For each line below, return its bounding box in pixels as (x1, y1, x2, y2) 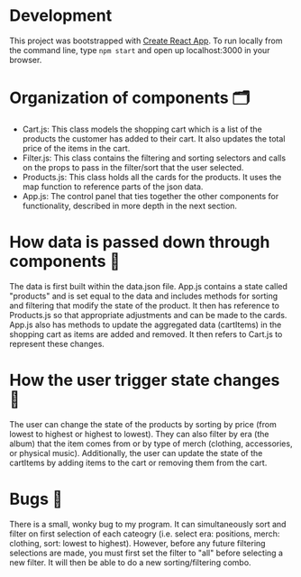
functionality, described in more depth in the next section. (22, 200, 237, 211)
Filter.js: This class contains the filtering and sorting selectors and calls (22, 152, 287, 163)
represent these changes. (9, 338, 105, 349)
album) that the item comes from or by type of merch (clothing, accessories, (9, 438, 293, 449)
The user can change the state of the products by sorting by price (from (9, 418, 277, 429)
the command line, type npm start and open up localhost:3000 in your (9, 44, 270, 55)
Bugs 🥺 (9, 489, 63, 509)
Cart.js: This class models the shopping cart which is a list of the (22, 124, 263, 134)
